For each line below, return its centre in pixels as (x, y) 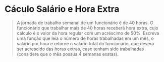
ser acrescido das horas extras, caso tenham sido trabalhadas (80, 49)
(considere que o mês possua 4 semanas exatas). (68, 54)
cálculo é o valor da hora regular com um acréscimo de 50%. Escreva (88, 33)
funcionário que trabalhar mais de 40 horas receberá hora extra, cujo (87, 28)
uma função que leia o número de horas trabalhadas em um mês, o (85, 38)
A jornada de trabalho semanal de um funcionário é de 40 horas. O (85, 23)
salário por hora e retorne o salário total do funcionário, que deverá (85, 43)
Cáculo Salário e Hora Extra (62, 9)
